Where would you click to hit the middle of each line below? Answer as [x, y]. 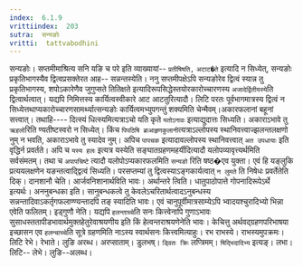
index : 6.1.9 [36, 18]
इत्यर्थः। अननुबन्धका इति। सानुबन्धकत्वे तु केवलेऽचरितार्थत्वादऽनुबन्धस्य [110, 192]
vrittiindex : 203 [44, 26]
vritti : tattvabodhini [54, 43]
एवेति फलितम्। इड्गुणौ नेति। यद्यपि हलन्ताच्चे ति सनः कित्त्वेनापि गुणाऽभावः [110, 212]
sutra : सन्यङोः [35, 34]
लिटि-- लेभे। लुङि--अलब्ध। [51, 253]
